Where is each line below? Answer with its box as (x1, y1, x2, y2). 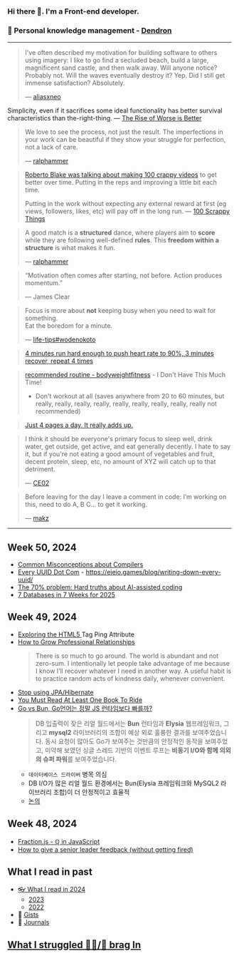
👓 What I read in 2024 (17, 885, 86, 894)
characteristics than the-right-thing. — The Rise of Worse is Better (7, 114, 202, 123)
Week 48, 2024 (7, 818, 78, 830)
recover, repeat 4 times (24, 356, 94, 366)
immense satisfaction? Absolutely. (24, 78, 125, 88)
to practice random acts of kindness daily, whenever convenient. (35, 674, 225, 683)
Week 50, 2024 (7, 541, 77, 553)
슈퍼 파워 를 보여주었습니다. (42, 755, 117, 763)
